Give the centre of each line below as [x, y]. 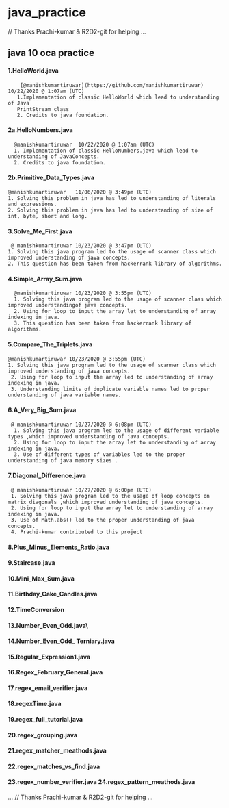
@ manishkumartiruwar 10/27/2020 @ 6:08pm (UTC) [81, 425]
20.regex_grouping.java [43, 735]
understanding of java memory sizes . [63, 460]
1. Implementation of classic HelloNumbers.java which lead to [106, 151]
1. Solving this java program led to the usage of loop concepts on [110, 496]
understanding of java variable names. [65, 395]
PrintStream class [43, 109]
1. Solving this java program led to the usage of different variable [117, 430]
